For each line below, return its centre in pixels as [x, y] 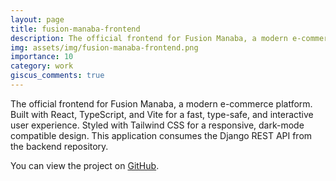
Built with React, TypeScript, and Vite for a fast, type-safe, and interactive [162, 114]
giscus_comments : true [57, 76]
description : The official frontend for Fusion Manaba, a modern [149, 38]
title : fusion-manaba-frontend [75, 29]
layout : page [37, 19]
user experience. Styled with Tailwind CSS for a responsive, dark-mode [157, 125]
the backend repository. [59, 146]
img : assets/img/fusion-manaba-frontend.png [104, 47]
